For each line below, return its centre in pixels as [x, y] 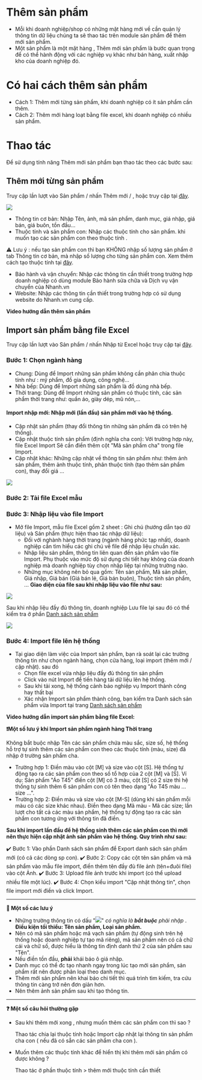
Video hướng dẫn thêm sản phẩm [48, 311]
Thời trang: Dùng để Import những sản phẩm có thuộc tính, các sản [98, 392]
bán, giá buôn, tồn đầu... [45, 225]
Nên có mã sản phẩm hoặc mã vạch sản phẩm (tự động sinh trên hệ [99, 934]
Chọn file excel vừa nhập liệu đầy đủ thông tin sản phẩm [93, 673]
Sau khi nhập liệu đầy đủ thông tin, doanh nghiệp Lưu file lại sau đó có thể [98, 608]
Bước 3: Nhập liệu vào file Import [55, 514]
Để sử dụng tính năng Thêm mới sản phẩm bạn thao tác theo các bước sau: [99, 162]
